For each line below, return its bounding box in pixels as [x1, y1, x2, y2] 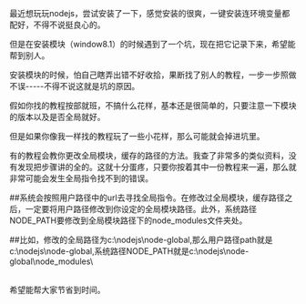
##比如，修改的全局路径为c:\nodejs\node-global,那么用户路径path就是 [9, 235, 273, 245]
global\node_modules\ [9, 256, 94, 267]
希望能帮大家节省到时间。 [9, 285, 106, 295]
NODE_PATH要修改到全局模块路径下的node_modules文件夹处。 [9, 215, 248, 226]
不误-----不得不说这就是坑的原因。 [9, 81, 140, 91]
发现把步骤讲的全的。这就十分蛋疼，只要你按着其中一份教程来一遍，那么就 [16, 162, 297, 172]
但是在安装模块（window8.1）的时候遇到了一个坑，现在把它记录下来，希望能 [9, 39, 296, 49]
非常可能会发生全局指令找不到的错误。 [9, 173, 153, 184]
